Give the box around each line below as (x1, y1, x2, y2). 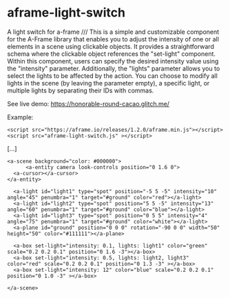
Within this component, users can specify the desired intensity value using (7, 57, 219, 65)
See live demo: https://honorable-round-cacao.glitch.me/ (7, 99, 170, 108)
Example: (7, 112, 34, 121)
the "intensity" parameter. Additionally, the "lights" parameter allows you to (7, 64, 220, 72)
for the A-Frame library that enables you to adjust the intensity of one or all (7, 34, 219, 43)
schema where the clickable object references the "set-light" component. (7, 50, 216, 58)
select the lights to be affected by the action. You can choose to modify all (7, 71, 218, 80)
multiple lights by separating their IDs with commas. (7, 86, 154, 95)
